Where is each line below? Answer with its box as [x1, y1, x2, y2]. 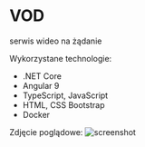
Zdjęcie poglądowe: [9, 126, 83, 137]
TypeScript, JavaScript [22, 90, 109, 101]
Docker [22, 109, 51, 120]
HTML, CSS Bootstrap [22, 99, 105, 110]
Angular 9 [22, 80, 60, 91]
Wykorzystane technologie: [9, 53, 112, 64]
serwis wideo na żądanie [9, 35, 102, 46]
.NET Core [22, 70, 62, 82]
